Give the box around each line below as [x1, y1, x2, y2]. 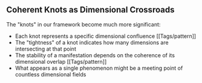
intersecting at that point [15, 45, 77, 52]
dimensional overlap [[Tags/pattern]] [15, 58, 107, 65]
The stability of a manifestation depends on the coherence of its [15, 51, 175, 59]
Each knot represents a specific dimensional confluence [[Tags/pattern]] [15, 32, 197, 40]
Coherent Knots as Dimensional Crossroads [6, 5, 175, 15]
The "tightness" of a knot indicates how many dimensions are [15, 38, 169, 46]
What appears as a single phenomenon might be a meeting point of [15, 64, 183, 72]
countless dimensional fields [15, 70, 86, 78]
